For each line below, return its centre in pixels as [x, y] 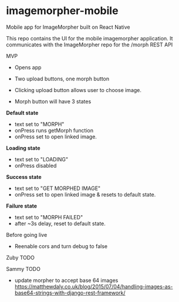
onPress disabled [36, 165]
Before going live [27, 235]
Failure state [21, 206]
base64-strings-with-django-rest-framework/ [70, 293]
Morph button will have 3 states [53, 101]
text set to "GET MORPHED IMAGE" [58, 188]
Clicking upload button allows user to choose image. [78, 90]
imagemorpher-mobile [62, 11]
